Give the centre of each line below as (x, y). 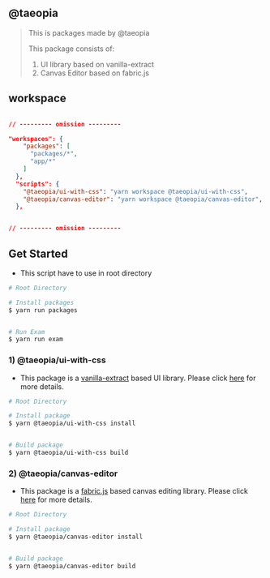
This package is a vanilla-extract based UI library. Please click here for (138, 378)
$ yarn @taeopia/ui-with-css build (69, 453)
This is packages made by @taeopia (89, 32)
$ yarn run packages (43, 310)
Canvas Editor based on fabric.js (95, 73)
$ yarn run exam (36, 340)
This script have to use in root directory (86, 273)
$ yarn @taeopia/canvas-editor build (72, 566)
